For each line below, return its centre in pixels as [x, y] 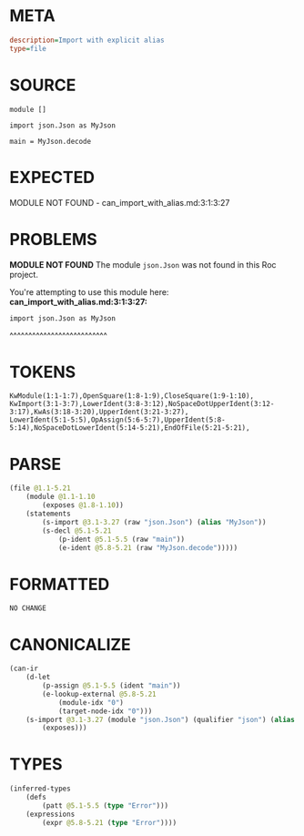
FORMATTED [60, 584]
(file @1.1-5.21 [40, 488]
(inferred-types [40, 789]
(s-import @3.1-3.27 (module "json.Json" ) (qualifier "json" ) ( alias [161, 719]
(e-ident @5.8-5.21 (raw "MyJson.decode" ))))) [148, 547]
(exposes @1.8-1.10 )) [83, 505]
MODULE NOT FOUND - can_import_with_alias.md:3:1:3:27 [120, 202]
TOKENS [43, 372]
